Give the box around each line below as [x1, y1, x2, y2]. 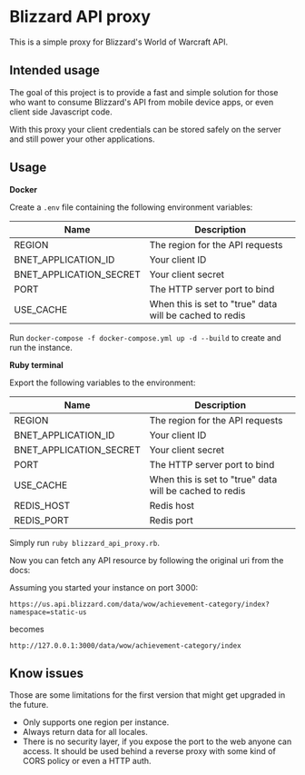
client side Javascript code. [9, 106, 113, 117]
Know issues [9, 665, 84, 681]
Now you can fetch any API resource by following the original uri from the [9, 554, 284, 565]
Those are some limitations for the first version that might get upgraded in [9, 690, 286, 700]
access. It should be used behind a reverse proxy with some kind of [22, 746, 277, 757]
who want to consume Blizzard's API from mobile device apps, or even [9, 96, 274, 107]
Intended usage [9, 63, 100, 78]
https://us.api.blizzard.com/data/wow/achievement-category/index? [9, 600, 271, 609]
